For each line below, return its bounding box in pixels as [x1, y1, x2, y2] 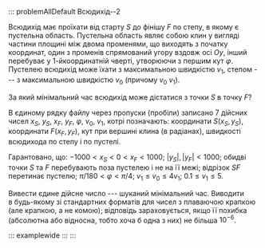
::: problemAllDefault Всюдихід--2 [8, 7, 121, 16]
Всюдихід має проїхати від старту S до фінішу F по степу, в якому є [8, 22, 239, 31]
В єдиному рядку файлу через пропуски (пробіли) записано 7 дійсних [8, 108, 247, 117]
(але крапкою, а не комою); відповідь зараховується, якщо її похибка [8, 205, 247, 215]
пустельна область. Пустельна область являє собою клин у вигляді [8, 31, 239, 40]
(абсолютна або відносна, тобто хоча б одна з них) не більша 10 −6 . [8, 214, 237, 225]
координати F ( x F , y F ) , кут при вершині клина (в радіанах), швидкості [8, 127, 241, 138]
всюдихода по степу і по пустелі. [8, 137, 121, 147]
